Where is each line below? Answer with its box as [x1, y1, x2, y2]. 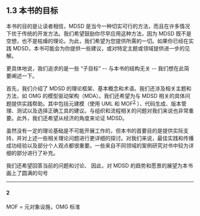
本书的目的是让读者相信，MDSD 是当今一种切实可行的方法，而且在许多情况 [6, 23, 190, 30]
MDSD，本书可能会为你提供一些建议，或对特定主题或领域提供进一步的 [12, 45, 185, 52]
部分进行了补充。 [16, 150, 58, 157]
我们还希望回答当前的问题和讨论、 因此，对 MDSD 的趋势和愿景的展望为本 [6, 162, 188, 169]
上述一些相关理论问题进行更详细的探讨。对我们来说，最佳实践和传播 [26, 135, 194, 142]
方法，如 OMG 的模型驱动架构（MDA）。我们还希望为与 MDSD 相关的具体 [6, 92, 186, 99]
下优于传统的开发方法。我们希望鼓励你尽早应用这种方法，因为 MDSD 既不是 [6, 30, 192, 37]
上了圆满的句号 [11, 170, 48, 177]
